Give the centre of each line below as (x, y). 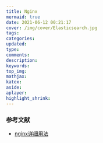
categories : (20, 39)
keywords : (18, 66)
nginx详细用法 (31, 133)
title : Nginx (22, 11)
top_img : (17, 71)
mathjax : (17, 76)
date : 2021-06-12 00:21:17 (39, 22)
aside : (14, 88)
